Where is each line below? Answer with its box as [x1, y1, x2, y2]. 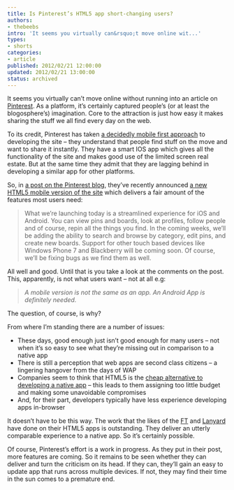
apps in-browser [17, 403, 66, 412]
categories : [7, 50, 42, 57]
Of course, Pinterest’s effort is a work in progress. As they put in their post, [7, 445, 223, 454]
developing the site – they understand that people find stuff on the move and [7, 138, 228, 146]
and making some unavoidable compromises [17, 389, 147, 397]
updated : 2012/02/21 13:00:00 [7, 69, 96, 75]
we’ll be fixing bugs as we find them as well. [24, 254, 152, 262]
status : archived [7, 75, 58, 82]
